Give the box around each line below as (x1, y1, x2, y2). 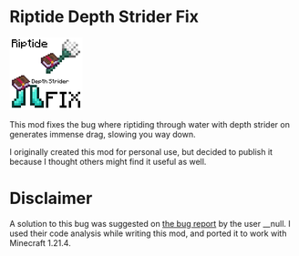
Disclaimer (9, 189, 93, 209)
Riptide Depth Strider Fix (9, 6, 199, 27)
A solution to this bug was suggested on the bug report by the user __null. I (9, 218, 292, 229)
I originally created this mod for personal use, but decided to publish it (9, 146, 273, 157)
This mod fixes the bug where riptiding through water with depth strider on (9, 118, 290, 129)
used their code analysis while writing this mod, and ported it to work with (9, 228, 287, 239)
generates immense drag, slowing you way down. (9, 128, 196, 139)
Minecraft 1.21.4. (9, 237, 71, 248)
